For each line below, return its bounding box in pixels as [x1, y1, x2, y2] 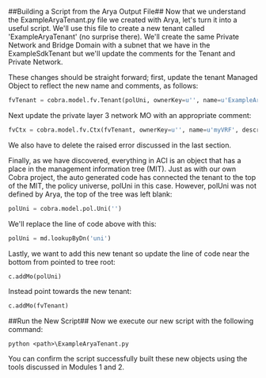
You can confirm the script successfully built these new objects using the [8, 354, 248, 364]
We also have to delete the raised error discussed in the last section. [8, 140, 232, 150]
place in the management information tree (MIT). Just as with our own [8, 164, 236, 174]
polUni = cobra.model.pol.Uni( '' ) [8, 204, 123, 212]
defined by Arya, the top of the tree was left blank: [8, 189, 173, 199]
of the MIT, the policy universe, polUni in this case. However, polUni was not [8, 181, 257, 190]
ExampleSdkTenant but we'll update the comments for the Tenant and [8, 49, 236, 58]
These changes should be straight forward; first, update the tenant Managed [8, 73, 258, 82]
